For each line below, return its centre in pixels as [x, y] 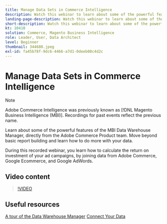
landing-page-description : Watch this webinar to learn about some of [80, 19]
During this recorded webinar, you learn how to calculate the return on [77, 150]
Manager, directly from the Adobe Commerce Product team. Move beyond [81, 135]
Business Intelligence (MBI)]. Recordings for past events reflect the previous [83, 115]
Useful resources [32, 204]
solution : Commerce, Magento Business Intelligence [60, 33]
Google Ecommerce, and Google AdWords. [49, 161]
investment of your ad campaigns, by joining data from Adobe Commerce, [81, 156]
